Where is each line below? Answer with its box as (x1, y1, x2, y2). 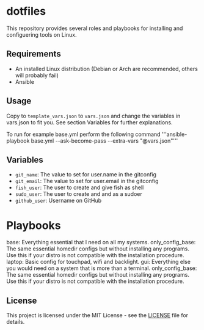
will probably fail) (15, 72, 59, 79)
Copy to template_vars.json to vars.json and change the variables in (6, 112, 181, 119)
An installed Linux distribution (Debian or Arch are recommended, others (15, 65, 199, 72)
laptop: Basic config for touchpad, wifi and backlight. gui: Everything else (6, 258, 191, 266)
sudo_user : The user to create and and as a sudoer (15, 190, 142, 198)
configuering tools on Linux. (6, 31, 77, 38)
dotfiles (6, 4, 46, 18)
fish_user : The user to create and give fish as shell (15, 184, 144, 191)
